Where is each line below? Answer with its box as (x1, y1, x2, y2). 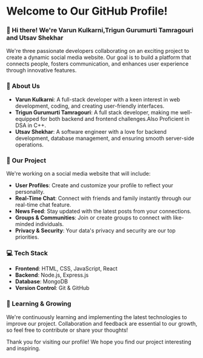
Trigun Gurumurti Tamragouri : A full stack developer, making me (15, 108, 179, 116)
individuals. (35, 221, 64, 228)
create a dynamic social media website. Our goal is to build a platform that (6, 53, 191, 61)
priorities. (15, 233, 39, 241)
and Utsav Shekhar (6, 33, 64, 42)
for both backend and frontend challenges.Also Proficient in (40, 115, 190, 122)
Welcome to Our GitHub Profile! (6, 4, 168, 18)
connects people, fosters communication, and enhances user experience (6, 60, 189, 67)
